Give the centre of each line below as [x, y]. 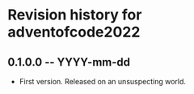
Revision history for [75, 15]
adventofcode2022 [74, 32]
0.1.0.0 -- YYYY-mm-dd [69, 62]
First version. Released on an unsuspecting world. [103, 81]
